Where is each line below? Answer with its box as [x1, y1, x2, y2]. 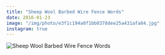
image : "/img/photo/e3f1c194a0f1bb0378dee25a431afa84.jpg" [6, 20, 160, 26]
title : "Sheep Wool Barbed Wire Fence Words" [6, 8, 124, 15]
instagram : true [6, 25, 48, 32]
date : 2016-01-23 [6, 15, 51, 21]
